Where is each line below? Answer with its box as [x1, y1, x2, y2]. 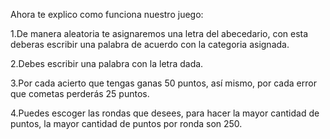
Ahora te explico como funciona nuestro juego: [10, 9, 204, 20]
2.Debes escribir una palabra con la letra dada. [10, 58, 204, 69]
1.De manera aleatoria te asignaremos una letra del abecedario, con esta [10, 28, 309, 39]
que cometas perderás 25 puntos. [10, 88, 150, 99]
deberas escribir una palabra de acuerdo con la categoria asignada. [10, 39, 290, 50]
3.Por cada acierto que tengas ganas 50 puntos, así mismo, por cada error [10, 77, 317, 89]
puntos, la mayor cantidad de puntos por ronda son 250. [10, 118, 243, 129]
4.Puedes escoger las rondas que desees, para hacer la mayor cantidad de [10, 107, 320, 119]
